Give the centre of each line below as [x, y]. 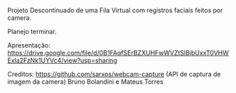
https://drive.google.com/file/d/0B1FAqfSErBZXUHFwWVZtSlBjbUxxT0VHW [118, 53]
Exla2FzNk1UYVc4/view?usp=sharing [62, 60]
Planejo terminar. [32, 32]
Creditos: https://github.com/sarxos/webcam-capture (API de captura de [114, 74]
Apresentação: [29, 45]
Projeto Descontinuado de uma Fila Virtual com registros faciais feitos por [115, 10]
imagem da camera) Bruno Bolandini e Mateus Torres [85, 82]
